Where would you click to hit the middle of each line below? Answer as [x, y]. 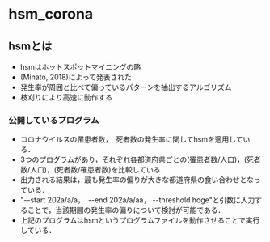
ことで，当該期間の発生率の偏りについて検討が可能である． [126, 210]
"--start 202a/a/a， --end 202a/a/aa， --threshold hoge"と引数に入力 [137, 200]
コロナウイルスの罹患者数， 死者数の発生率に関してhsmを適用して [131, 139]
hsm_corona [51, 14]
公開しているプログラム [54, 120]
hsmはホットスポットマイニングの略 [80, 67]
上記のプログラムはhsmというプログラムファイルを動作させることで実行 [140, 220]
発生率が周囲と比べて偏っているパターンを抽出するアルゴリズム [126, 87]
